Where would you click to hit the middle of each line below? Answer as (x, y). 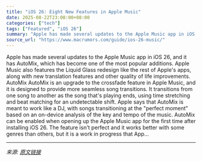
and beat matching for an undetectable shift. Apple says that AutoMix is (95, 102)
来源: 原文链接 (23, 152)
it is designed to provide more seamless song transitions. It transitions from (99, 89)
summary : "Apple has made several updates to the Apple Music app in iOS (101, 34)
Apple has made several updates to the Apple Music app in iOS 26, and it (96, 57)
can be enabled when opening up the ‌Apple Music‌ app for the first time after (101, 121)
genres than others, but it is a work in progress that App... (78, 134)
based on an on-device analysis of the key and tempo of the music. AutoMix (101, 115)
